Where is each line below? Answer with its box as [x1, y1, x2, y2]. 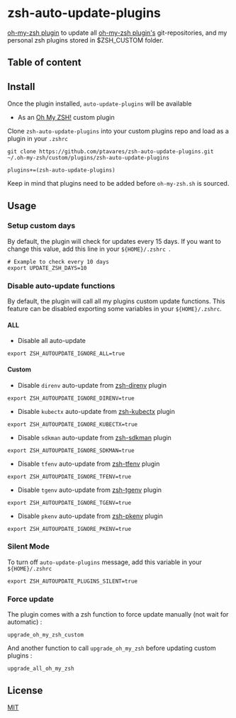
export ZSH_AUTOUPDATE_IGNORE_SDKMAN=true [7, 447, 135, 454]
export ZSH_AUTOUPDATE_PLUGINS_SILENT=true [7, 578, 138, 585]
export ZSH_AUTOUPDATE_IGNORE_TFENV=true [7, 473, 132, 480]
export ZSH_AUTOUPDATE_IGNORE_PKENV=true [7, 525, 132, 532]
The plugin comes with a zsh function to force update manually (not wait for [7, 610, 229, 619]
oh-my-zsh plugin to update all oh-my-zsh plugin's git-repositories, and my [7, 28, 227, 37]
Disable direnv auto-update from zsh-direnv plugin [17, 381, 167, 389]
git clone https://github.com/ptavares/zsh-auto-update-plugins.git [7, 148, 214, 155]
